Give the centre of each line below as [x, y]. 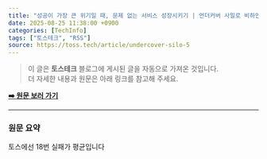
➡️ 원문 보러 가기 [33, 95]
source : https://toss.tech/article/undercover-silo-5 [99, 45]
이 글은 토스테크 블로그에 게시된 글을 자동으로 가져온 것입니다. [123, 69]
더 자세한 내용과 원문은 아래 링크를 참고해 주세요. [103, 79]
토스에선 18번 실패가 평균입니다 [56, 147]
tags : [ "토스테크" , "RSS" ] [50, 38]
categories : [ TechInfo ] [48, 30]
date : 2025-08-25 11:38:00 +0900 [64, 23]
